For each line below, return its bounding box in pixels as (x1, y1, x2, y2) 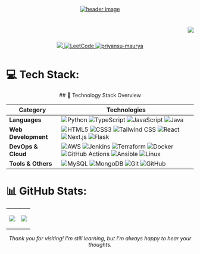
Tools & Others (9, 160, 52, 168)
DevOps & (9, 142, 38, 151)
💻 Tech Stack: (6, 68, 80, 81)
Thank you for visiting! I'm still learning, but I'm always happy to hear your (8, 235, 192, 242)
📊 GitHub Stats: (6, 185, 87, 198)
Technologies (106, 106, 146, 114)
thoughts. (88, 241, 112, 249)
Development (9, 133, 48, 141)
